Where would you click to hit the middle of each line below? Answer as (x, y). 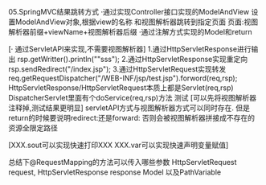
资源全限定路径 (33, 128)
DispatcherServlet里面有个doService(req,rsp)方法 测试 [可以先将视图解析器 (133, 98)
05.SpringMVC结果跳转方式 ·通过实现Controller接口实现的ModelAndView (129, 12)
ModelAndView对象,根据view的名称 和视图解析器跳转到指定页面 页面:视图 (137, 22)
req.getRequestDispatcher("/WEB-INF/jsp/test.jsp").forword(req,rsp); (123, 78)
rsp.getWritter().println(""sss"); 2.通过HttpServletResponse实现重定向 (132, 59)
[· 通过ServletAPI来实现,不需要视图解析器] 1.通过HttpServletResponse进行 (130, 49)
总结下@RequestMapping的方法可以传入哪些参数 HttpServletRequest (123, 162)
